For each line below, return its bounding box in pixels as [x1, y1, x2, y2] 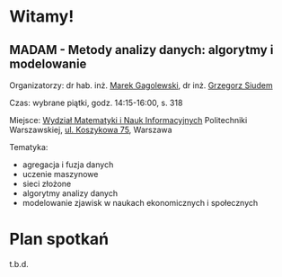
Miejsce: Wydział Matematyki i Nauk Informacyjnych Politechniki [9, 115, 248, 125]
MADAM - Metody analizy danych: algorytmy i [9, 42, 274, 58]
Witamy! [9, 6, 75, 27]
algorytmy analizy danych [22, 188, 119, 199]
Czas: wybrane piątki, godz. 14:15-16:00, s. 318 [9, 97, 183, 108]
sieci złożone [22, 178, 72, 189]
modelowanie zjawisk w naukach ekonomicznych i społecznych [22, 198, 259, 208]
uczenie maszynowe [22, 169, 99, 179]
